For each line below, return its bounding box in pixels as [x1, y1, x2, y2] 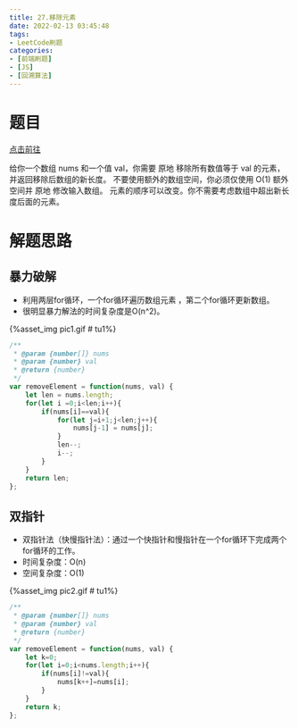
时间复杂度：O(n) [21, 556, 87, 567]
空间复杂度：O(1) [21, 568, 85, 579]
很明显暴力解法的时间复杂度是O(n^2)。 [21, 305, 165, 316]
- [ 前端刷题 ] [9, 54, 53, 63]
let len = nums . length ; [25, 390, 114, 399]
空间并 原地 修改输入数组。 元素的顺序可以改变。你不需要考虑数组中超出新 [9, 185, 282, 196]
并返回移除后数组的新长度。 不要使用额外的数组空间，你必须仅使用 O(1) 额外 [9, 173, 289, 184]
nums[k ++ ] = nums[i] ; [56, 678, 129, 687]
